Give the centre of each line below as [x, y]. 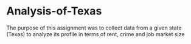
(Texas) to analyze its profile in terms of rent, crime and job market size [95, 34]
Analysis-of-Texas [54, 11]
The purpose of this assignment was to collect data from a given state [94, 28]
